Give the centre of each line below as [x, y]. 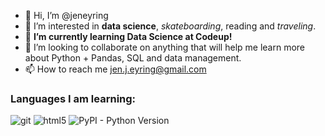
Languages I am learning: [73, 98]
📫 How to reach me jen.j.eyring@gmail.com [115, 69]
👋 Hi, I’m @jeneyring [66, 15]
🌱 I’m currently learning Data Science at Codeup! [128, 36]
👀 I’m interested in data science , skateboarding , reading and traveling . [170, 26]
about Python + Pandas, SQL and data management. [133, 58]
